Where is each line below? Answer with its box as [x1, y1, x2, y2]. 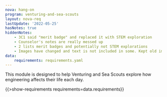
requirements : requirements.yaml [14, 58, 83, 63]
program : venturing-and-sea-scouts [5, 12, 79, 17]
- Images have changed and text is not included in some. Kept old [14, 48, 157, 53]
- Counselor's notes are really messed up [14, 40, 103, 45]
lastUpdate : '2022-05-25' [5, 21, 59, 26]
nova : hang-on [5, 7, 35, 12]
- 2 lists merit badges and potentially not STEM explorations [14, 44, 148, 49]
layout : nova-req [5, 16, 41, 21]
